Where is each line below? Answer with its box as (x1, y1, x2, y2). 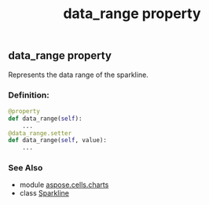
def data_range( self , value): (8, 137, 108, 145)
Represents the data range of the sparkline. (8, 70, 149, 79)
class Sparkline (19, 189, 69, 198)
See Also (8, 163, 43, 174)
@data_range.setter (8, 129, 72, 137)
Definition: (8, 90, 49, 101)
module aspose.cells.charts (19, 180, 109, 189)
